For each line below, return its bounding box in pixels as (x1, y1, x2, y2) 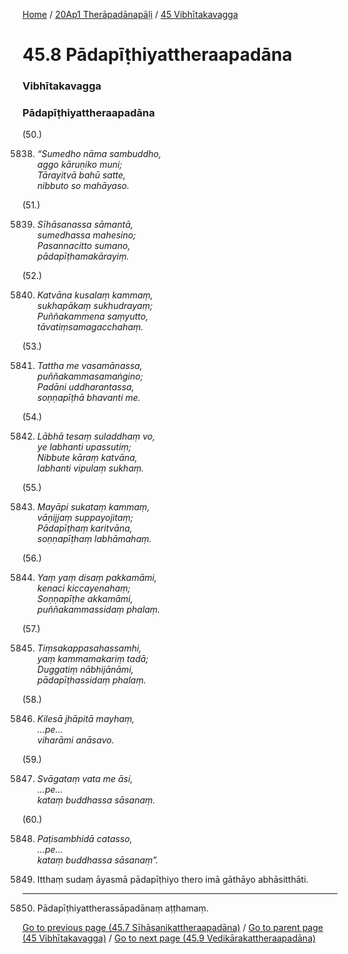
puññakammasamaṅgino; (36, 370, 144, 383)
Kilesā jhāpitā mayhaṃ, (36, 713, 135, 725)
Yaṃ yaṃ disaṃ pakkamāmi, (36, 572, 157, 584)
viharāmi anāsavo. (36, 734, 115, 746)
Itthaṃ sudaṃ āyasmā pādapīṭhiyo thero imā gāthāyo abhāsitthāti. (36, 874, 309, 886)
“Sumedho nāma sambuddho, (36, 148, 162, 160)
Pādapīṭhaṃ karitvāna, (36, 522, 133, 534)
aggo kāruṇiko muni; (36, 159, 123, 171)
